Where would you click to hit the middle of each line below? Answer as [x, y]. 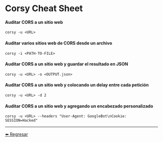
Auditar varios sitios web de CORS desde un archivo [59, 43]
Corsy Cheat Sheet [44, 8]
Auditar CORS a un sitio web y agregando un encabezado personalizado [79, 106]
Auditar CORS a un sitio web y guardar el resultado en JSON [67, 64]
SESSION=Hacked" [21, 121]
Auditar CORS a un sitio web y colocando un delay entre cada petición [77, 85]
